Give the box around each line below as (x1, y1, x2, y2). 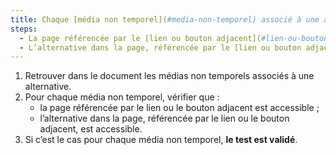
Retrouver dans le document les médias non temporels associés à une (24, 70, 315, 82)
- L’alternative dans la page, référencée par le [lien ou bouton (19, 42, 302, 53)
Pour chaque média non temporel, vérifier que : (24, 91, 220, 103)
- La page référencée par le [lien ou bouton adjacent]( (19, 33, 262, 43)
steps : (10, 24, 38, 34)
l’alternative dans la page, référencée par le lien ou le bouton (39, 112, 290, 125)
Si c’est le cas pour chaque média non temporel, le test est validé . (24, 134, 298, 146)
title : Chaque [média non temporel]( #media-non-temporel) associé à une (10, 14, 320, 25)
